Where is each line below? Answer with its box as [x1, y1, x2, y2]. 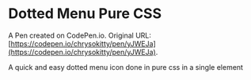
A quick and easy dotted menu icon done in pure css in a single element [8, 62, 244, 71]
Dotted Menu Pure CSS [8, 5, 162, 23]
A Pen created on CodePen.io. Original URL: [8, 31, 152, 40]
